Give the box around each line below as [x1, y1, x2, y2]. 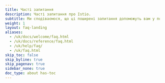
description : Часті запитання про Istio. [5, 12, 91, 17]
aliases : [5, 30, 23, 35]
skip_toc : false [5, 52, 38, 58]
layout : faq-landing [5, 25, 48, 30]
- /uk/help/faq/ [9, 43, 43, 48]
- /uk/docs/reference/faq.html [9, 39, 74, 44]
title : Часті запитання [5, 7, 54, 12]
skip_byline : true [5, 57, 43, 62]
